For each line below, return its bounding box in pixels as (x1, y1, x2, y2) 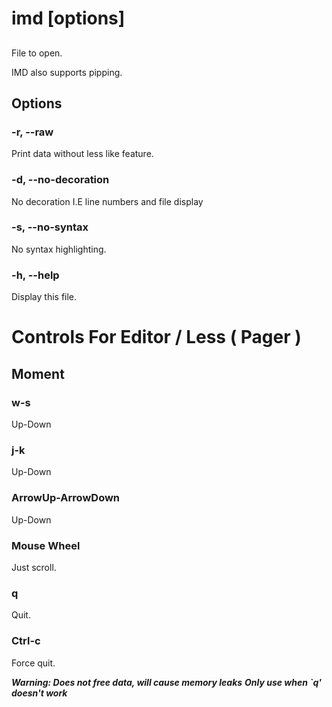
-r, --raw (11, 125, 54, 139)
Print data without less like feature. (11, 148, 154, 160)
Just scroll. (11, 561, 57, 573)
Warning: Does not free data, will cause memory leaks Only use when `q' (11, 676, 322, 688)
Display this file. (11, 291, 78, 303)
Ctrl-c (11, 634, 41, 648)
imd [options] (11, 7, 126, 30)
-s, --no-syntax (11, 220, 89, 234)
